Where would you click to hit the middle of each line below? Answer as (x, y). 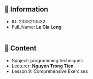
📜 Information (26, 9)
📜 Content (21, 48)
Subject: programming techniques (47, 60)
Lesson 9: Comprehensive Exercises (50, 71)
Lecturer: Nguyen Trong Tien (42, 66)
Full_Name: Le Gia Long (36, 27)
